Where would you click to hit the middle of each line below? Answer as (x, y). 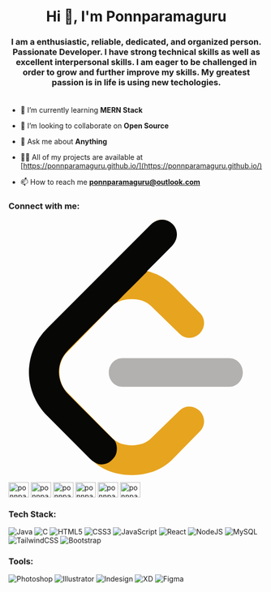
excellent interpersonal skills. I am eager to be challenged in (136, 62)
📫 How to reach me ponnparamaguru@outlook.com (110, 182)
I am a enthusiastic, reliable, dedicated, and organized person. (136, 42)
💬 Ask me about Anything (64, 142)
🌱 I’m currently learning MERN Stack (82, 110)
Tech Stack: (32, 514)
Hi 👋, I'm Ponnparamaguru (136, 17)
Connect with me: (44, 206)
